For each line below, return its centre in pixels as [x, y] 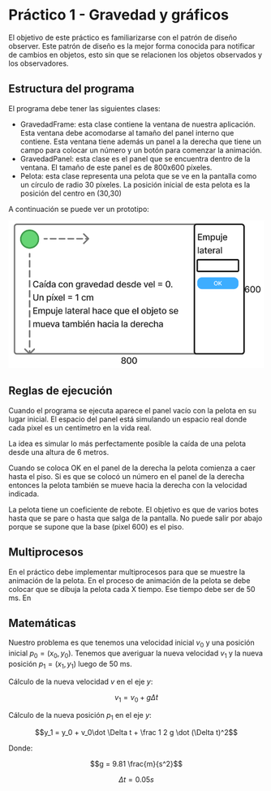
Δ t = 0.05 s [136, 780]
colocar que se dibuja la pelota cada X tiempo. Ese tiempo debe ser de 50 [132, 589]
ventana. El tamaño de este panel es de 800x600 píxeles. [116, 167]
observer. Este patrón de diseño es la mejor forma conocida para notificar [132, 45]
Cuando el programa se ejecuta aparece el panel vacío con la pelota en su [133, 410]
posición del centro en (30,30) [71, 193]
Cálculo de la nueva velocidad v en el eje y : [81, 681]
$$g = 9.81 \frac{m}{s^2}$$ [136, 764]
